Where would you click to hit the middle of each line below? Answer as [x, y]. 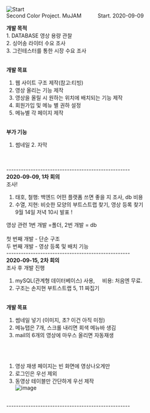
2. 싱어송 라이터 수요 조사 [36, 43]
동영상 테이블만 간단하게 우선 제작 [55, 381]
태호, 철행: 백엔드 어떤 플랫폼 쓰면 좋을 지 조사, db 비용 [79, 197]
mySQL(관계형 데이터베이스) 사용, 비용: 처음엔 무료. [79, 281]
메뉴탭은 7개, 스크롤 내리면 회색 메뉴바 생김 [65, 328]
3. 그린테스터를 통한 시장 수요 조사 [46, 51]
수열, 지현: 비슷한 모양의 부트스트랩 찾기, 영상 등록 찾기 [79, 204]
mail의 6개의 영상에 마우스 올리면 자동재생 [64, 335]
